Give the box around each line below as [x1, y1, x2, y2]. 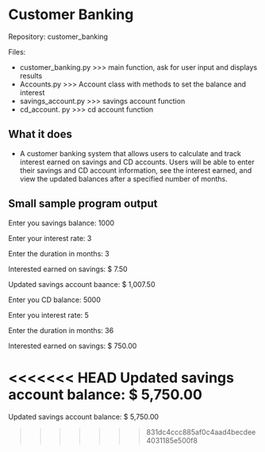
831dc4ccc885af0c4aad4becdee [146, 427, 256, 437]
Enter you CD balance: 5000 [8, 295, 101, 305]
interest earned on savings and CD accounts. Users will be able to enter [19, 157, 255, 167]
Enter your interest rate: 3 [8, 233, 92, 243]
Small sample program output [8, 197, 158, 211]
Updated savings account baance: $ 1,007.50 [8, 279, 156, 289]
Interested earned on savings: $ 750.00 [8, 341, 137, 350]
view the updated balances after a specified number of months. [19, 174, 228, 183]
